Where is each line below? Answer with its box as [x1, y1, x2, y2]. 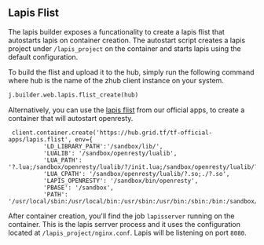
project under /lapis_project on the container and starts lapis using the [8, 43, 241, 53]
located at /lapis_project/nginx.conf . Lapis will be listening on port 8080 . [8, 228, 247, 237]
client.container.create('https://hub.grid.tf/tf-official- [11, 129, 213, 137]
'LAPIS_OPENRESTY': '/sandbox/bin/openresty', [42, 177, 199, 185]
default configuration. [8, 52, 79, 61]
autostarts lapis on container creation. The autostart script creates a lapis [8, 35, 246, 45]
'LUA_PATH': [42, 156, 82, 164]
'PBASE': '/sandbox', [42, 184, 114, 192]
